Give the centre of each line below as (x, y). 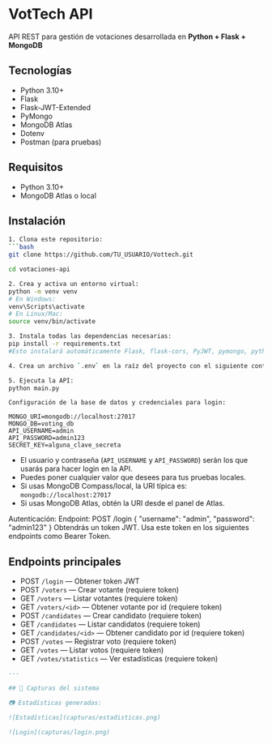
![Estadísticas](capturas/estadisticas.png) (85, 717)
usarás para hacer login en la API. (76, 469)
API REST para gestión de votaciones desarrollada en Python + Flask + (127, 36)
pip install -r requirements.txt (65, 344)
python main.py (34, 388)
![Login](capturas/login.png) (59, 732)
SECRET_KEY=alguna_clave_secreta (65, 445)
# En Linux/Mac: (36, 314)
